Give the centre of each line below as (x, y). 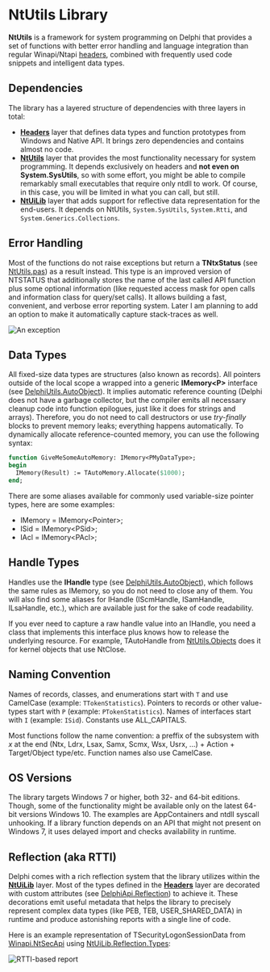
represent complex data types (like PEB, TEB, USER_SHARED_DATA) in (125, 911)
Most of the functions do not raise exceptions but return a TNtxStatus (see (133, 262)
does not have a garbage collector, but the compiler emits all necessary (127, 400)
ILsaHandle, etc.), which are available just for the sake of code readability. (131, 608)
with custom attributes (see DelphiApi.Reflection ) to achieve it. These (123, 894)
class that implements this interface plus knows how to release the (119, 632)
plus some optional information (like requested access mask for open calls (132, 288)
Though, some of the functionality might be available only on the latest (126, 806)
